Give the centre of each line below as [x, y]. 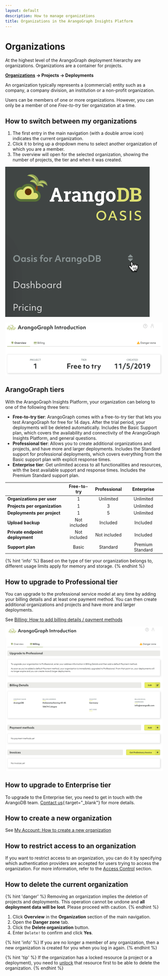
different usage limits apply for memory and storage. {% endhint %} [75, 566]
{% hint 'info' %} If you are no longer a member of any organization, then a [82, 942]
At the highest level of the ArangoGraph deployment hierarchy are [73, 61]
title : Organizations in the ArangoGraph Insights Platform [69, 21]
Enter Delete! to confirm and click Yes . [53, 932]
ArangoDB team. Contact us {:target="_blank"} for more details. [70, 802]
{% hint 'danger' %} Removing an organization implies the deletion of [76, 896]
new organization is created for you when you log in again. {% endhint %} [81, 947]
